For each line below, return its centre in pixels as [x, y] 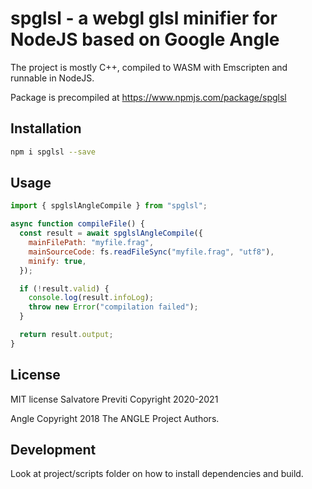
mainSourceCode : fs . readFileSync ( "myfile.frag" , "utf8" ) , [151, 252]
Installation [46, 128]
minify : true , [57, 261]
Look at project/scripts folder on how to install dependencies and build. [157, 474]
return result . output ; [66, 335]
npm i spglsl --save [53, 152]
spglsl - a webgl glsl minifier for [144, 18]
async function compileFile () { [77, 224]
